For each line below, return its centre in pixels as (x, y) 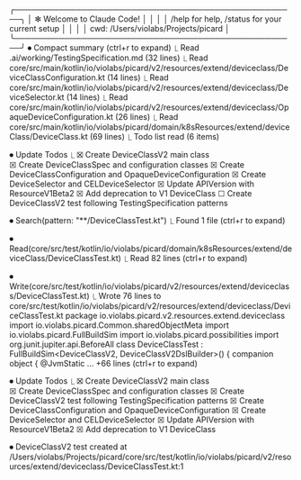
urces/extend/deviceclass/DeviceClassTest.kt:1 (97, 466)
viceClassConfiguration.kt (58, 77)
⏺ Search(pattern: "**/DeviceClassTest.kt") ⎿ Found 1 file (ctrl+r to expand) (147, 220)
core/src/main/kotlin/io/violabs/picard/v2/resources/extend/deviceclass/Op (149, 107)
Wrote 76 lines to (130, 296)
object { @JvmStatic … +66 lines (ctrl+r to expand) (103, 363)
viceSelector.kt (37, 97)
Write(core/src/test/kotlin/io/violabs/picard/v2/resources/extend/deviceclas (150, 286)
